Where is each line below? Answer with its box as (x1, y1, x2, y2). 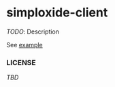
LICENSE (6, 58, 37, 67)
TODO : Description (6, 27, 59, 36)
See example (6, 40, 43, 49)
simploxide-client (6, 5, 108, 21)
